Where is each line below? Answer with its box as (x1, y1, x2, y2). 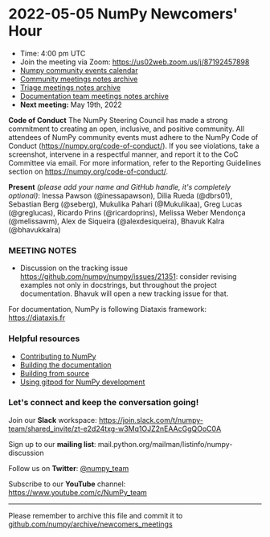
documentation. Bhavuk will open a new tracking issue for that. (19, 289, 229, 298)
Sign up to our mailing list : (8, 439, 96, 449)
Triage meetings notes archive (19, 82, 121, 92)
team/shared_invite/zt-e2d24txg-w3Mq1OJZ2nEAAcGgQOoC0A (8, 424, 222, 433)
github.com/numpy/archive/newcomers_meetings (8, 519, 173, 529)
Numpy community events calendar (19, 65, 138, 75)
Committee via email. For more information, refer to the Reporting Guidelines (8, 158, 261, 167)
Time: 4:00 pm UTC (19, 48, 86, 58)
